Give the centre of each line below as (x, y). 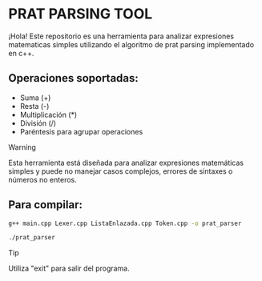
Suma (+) (35, 98)
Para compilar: (45, 205)
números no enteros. (43, 179)
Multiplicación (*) (48, 114)
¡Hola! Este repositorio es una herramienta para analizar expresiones (121, 36)
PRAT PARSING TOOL (81, 14)
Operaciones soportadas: (73, 78)
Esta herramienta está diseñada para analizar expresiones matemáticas (126, 163)
